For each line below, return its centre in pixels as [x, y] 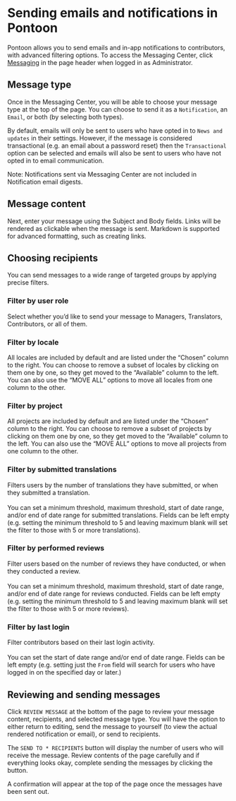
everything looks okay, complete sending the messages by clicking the [110, 763]
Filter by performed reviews [56, 548]
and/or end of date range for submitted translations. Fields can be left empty [118, 515]
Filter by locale [33, 342]
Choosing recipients [53, 258]
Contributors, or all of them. [48, 324]
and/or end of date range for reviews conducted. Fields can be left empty [114, 593]
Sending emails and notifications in [113, 13]
